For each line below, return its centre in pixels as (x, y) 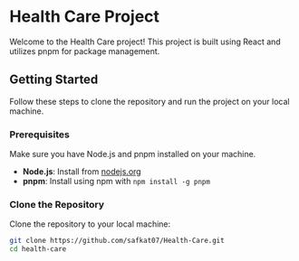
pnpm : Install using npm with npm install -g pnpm (116, 182)
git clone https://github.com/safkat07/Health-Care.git (117, 241)
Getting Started (54, 80)
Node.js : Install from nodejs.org (82, 172)
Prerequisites (39, 135)
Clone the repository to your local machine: (90, 224)
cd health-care (38, 249)
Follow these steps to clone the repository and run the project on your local (149, 101)
